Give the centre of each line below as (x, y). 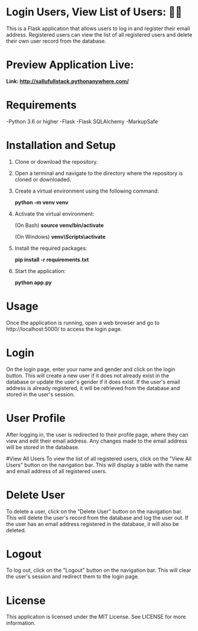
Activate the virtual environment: (54, 214)
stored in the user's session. (40, 394)
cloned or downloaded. (43, 179)
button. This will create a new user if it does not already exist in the (88, 375)
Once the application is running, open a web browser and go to (83, 323)
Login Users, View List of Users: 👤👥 (94, 12)
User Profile (36, 418)
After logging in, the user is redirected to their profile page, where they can (97, 434)
